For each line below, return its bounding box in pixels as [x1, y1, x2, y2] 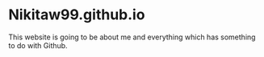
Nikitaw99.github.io [8, 6, 145, 24]
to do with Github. [8, 40, 68, 50]
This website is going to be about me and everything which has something [8, 32, 256, 42]
